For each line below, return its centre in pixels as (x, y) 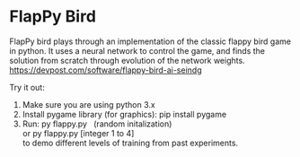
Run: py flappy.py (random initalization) (97, 124)
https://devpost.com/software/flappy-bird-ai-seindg (106, 70)
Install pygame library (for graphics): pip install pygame (124, 114)
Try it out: (27, 87)
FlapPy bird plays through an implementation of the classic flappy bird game (150, 41)
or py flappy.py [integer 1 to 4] (78, 133)
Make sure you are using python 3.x (88, 104)
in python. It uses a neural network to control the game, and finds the (137, 50)
